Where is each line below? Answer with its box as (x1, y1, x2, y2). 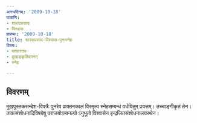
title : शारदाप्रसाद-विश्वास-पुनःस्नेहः (6, 37, 73, 43)
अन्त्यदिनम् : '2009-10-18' (6, 8, 62, 15)
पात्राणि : (6, 14, 20, 20)
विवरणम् (6, 87, 29, 97)
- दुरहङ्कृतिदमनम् (6, 54, 38, 60)
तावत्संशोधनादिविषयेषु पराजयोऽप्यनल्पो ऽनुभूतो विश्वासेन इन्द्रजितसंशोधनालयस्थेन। (6, 110, 160, 117)
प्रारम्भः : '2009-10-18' (6, 31, 54, 37)
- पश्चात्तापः (6, 48, 27, 54)
